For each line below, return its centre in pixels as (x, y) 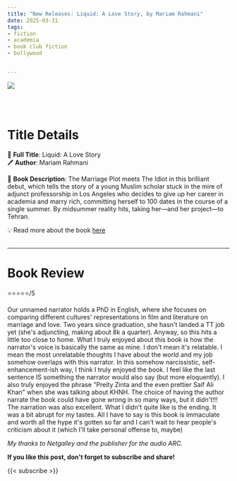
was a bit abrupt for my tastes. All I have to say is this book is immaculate (114, 415)
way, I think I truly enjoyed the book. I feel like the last (138, 369)
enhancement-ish (33, 369)
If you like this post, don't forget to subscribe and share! (91, 457)
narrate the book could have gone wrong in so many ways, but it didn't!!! (113, 399)
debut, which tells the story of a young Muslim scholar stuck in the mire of (115, 186)
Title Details (43, 135)
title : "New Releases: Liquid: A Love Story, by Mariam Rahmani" (105, 14)
